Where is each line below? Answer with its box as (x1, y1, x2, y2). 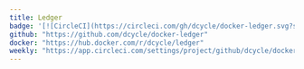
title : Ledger (9, 13, 63, 22)
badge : (9, 22, 34, 30)
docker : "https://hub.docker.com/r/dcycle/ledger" (9, 38, 204, 47)
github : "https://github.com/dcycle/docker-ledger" (9, 30, 208, 39)
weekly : (9, 47, 39, 56)
